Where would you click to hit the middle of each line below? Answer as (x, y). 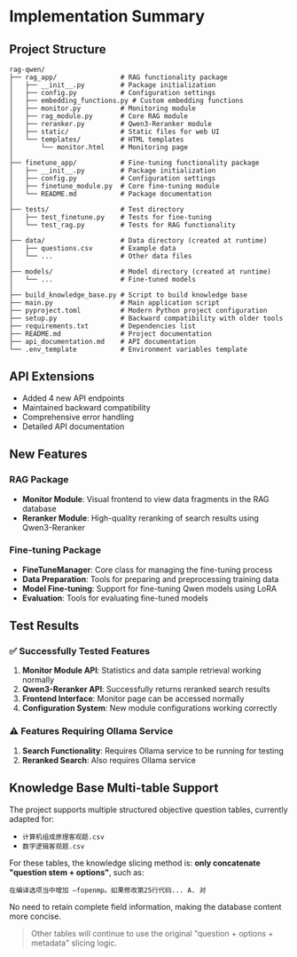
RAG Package (39, 480)
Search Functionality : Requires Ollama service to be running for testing (152, 750)
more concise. (35, 916)
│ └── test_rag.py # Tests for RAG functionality (123, 225)
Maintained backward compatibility (86, 407)
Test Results (44, 626)
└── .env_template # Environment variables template (129, 349)
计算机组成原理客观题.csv (63, 837)
